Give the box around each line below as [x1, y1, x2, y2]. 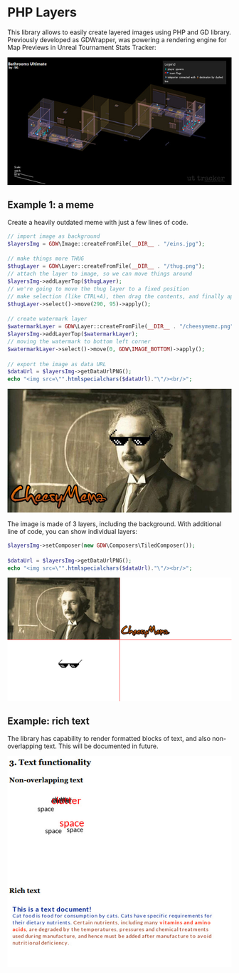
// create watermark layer [7, 316, 87, 323]
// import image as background [7, 233, 100, 240]
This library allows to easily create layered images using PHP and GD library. [7, 28, 231, 36]
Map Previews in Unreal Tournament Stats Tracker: [7, 43, 156, 51]
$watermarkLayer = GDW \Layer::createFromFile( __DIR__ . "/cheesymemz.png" [7, 323, 234, 331]
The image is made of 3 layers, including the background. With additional [7, 519, 222, 528]
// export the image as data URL [7, 361, 107, 368]
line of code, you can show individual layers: [7, 527, 137, 535]
